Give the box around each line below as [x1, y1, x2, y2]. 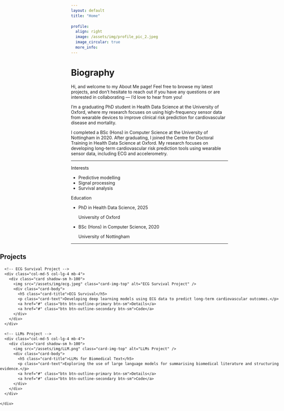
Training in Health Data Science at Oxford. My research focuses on [71, 140, 209, 146]
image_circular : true [75, 40, 121, 45]
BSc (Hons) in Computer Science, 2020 [78, 223, 159, 229]
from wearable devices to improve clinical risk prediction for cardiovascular [71, 114, 226, 120]
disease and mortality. [71, 120, 117, 126]
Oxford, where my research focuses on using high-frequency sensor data [71, 109, 222, 115]
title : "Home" [71, 13, 101, 18]
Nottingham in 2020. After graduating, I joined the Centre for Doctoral [71, 135, 214, 141]
